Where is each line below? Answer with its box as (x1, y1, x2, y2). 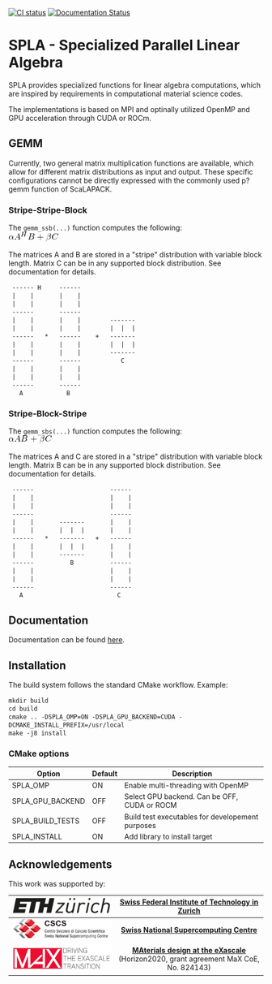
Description (172, 768, 213, 779)
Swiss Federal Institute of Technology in (119, 897, 259, 907)
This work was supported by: (8, 879, 106, 889)
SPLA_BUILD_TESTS (11, 816, 80, 826)
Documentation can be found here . (8, 635, 125, 645)
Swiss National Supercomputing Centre (121, 926, 257, 935)
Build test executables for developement (124, 812, 259, 822)
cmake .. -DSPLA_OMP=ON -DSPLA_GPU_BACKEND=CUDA (8, 713, 176, 721)
